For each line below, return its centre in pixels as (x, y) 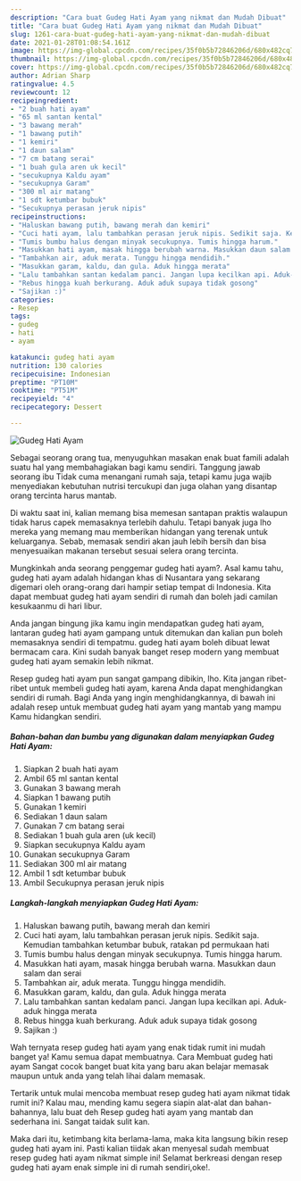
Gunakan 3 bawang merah (72, 787)
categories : (32, 300)
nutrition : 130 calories (56, 366)
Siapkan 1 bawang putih (67, 797)
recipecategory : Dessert (56, 407)
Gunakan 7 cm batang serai (74, 826)
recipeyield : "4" (42, 399)
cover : (22, 68)
